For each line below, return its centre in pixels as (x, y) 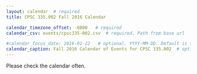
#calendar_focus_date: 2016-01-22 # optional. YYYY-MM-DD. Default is (97, 44)
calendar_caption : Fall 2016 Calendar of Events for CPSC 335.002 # (93, 49)
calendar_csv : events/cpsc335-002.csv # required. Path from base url (95, 33)
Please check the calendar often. (46, 66)
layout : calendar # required (43, 11)
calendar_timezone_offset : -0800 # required (64, 28)
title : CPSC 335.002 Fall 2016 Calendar (56, 17)
